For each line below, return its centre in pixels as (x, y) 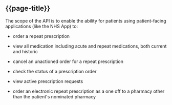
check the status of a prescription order (55, 71)
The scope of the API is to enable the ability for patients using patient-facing (86, 20)
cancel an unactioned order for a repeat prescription (68, 61)
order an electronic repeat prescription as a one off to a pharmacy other (89, 91)
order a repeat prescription (41, 36)
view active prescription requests (48, 81)
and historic (25, 51)
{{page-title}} (28, 8)
